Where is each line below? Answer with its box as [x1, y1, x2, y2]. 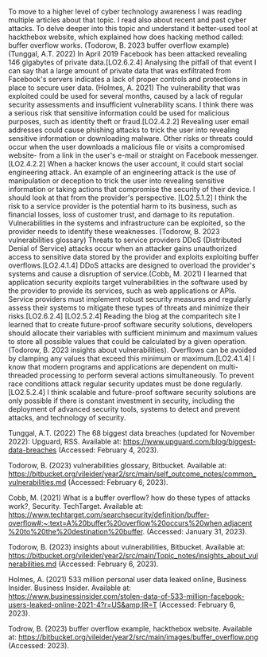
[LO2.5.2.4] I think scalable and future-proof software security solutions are [8, 388, 257, 397]
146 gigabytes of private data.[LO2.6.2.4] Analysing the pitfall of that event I [8, 57, 257, 67]
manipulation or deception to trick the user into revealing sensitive [8, 176, 225, 186]
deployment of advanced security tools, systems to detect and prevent [8, 405, 241, 413]
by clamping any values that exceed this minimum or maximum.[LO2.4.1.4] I [8, 354, 256, 363]
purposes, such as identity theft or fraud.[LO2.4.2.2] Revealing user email [8, 117, 250, 126]
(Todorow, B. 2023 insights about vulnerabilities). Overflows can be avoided [8, 346, 257, 354]
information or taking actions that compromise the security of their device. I [8, 185, 256, 194]
